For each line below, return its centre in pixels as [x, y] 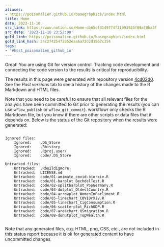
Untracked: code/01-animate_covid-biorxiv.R [61, 177]
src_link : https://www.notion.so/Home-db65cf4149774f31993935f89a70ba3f [81, 28]
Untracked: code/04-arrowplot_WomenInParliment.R [67, 194]
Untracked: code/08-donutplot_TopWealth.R [59, 215]
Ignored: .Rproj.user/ [41, 151]
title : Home [17, 19]
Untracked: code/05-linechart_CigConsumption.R [65, 202]
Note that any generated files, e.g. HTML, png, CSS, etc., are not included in [82, 228]
